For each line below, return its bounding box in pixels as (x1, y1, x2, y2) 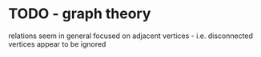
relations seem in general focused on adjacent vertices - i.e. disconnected (8, 31, 254, 40)
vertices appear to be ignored (8, 39, 106, 48)
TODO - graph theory (8, 5, 151, 23)
